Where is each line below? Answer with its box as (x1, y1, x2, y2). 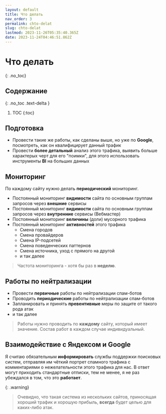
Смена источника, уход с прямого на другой (19, 248, 115, 254)
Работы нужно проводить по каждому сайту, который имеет (17, 321, 148, 327)
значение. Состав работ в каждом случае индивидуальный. (17, 326, 145, 332)
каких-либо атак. (17, 404, 54, 410)
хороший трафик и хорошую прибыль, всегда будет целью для (17, 399, 152, 405)
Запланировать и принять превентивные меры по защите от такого (12, 301, 157, 307)
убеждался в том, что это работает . (5, 374, 82, 380)
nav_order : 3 (5, 16, 32, 21)
